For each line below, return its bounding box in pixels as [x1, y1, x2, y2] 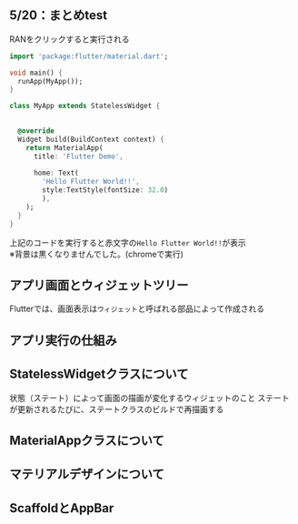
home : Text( [33, 168, 79, 178]
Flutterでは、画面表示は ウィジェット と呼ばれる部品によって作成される [9, 303, 265, 315]
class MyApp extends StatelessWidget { [9, 102, 161, 111]
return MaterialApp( [25, 143, 104, 152]
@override [17, 126, 55, 136]
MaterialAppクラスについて [9, 432, 165, 448]
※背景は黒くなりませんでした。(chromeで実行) [9, 248, 184, 259]
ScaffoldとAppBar [9, 500, 114, 516]
